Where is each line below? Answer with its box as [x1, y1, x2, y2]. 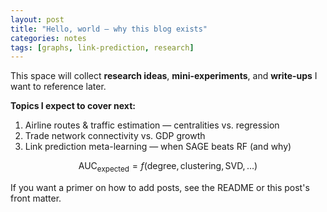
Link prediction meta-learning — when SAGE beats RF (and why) [24, 141, 292, 153]
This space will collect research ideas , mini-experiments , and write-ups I [10, 70, 318, 82]
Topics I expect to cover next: [10, 100, 136, 112]
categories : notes [10, 33, 87, 43]
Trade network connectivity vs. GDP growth [24, 130, 206, 142]
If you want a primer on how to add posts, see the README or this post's [10, 182, 310, 194]
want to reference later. [10, 81, 107, 93]
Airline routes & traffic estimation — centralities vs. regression [24, 119, 280, 131]
